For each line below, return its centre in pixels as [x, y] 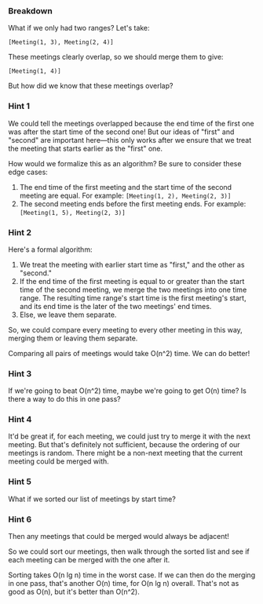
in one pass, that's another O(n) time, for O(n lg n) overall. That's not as [124, 584]
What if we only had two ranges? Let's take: [79, 28]
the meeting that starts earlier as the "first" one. [86, 148]
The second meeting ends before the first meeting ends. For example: [133, 204]
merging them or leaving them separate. [73, 338]
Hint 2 [20, 232]
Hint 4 [20, 420]
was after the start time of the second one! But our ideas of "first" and [121, 132]
